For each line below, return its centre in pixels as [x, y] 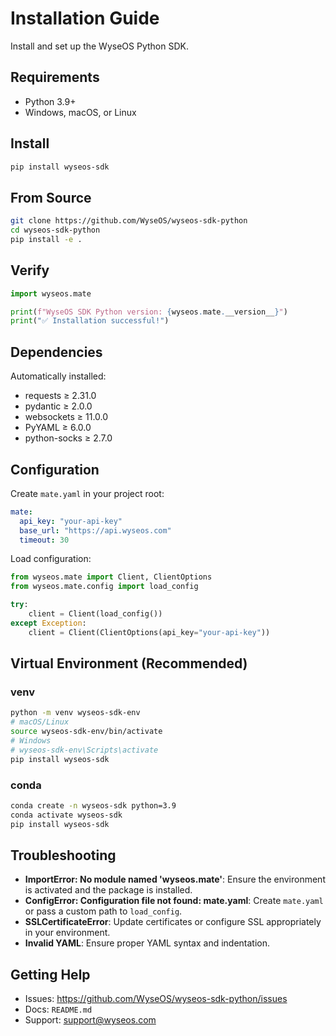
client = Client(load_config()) [95, 614]
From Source [51, 197]
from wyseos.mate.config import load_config [104, 587]
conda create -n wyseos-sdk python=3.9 [93, 805]
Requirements [55, 77]
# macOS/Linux [40, 722]
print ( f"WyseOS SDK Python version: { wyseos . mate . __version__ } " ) [149, 312]
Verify [30, 270]
